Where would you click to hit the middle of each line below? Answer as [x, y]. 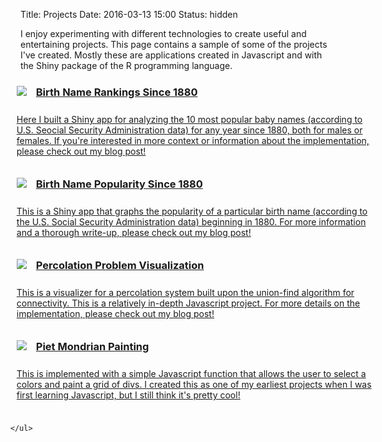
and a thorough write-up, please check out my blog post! [134, 232]
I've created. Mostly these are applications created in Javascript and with [171, 55]
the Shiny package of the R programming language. [126, 65]
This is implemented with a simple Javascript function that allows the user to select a [191, 373]
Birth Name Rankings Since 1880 [116, 92]
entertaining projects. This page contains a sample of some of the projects [174, 44]
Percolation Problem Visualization [120, 265]
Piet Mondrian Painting [92, 346]
